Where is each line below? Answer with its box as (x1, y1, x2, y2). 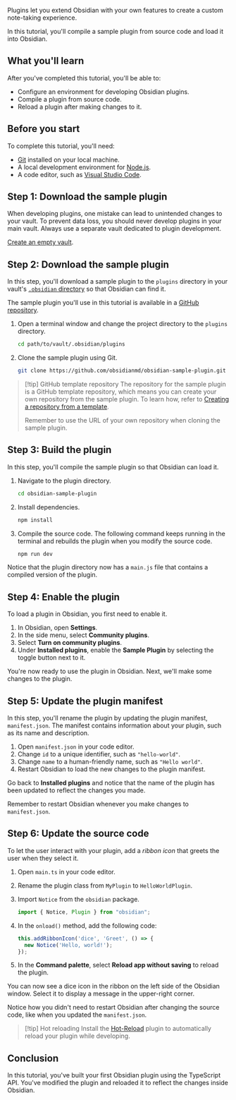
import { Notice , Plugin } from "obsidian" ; (17, 908, 151, 916)
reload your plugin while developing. (24, 1032, 130, 1040)
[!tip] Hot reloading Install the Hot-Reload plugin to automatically (24, 1025, 211, 1033)
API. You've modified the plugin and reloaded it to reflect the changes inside (7, 1079, 229, 1087)
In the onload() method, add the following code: (17, 921, 157, 930)
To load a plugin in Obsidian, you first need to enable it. (7, 610, 168, 618)
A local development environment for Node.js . (17, 162, 151, 171)
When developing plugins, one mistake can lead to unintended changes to (7, 210, 223, 218)
